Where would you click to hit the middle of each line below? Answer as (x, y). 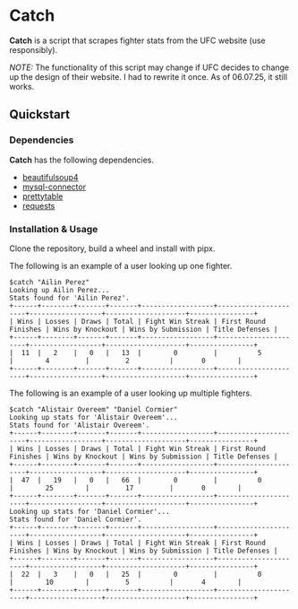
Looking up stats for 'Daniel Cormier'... (89, 511)
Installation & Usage (54, 229)
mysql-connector (54, 187)
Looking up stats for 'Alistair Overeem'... (94, 417)
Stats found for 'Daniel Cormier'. (76, 519)
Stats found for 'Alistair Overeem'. (80, 425)
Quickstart (40, 114)
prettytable (43, 196)
